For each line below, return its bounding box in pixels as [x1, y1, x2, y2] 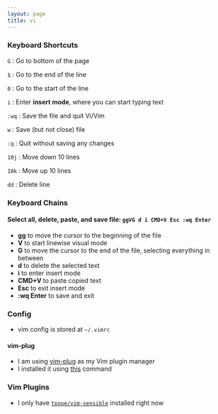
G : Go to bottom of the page [7, 56, 90, 65]
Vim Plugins [7, 382, 50, 392]
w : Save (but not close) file [7, 125, 86, 133]
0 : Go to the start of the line [7, 84, 89, 92]
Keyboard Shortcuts [7, 40, 79, 50]
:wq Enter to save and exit [17, 291, 95, 300]
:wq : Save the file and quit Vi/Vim [7, 111, 105, 120]
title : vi [7, 17, 37, 24]
